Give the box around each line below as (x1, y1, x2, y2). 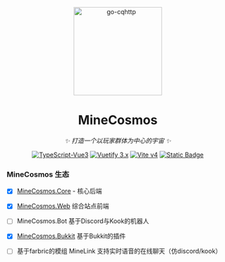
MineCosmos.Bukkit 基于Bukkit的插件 (16, 232, 126, 240)
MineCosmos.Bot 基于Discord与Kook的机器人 (16, 217, 150, 225)
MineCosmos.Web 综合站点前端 (16, 202, 110, 210)
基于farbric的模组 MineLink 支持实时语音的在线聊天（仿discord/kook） (16, 247, 222, 256)
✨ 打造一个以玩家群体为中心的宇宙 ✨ (64, 136, 171, 145)
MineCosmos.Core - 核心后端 (16, 187, 102, 196)
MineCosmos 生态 (6, 169, 70, 179)
